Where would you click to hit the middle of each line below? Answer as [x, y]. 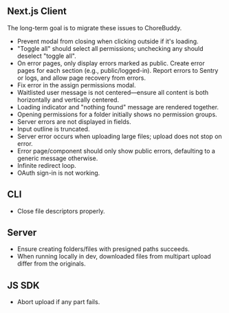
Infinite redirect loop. [47, 165]
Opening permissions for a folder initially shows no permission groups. [117, 114]
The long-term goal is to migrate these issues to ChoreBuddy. [95, 28]
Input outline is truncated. [53, 129]
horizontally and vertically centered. [68, 100]
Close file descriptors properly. [61, 211]
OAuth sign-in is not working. [58, 173]
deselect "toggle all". [47, 56]
